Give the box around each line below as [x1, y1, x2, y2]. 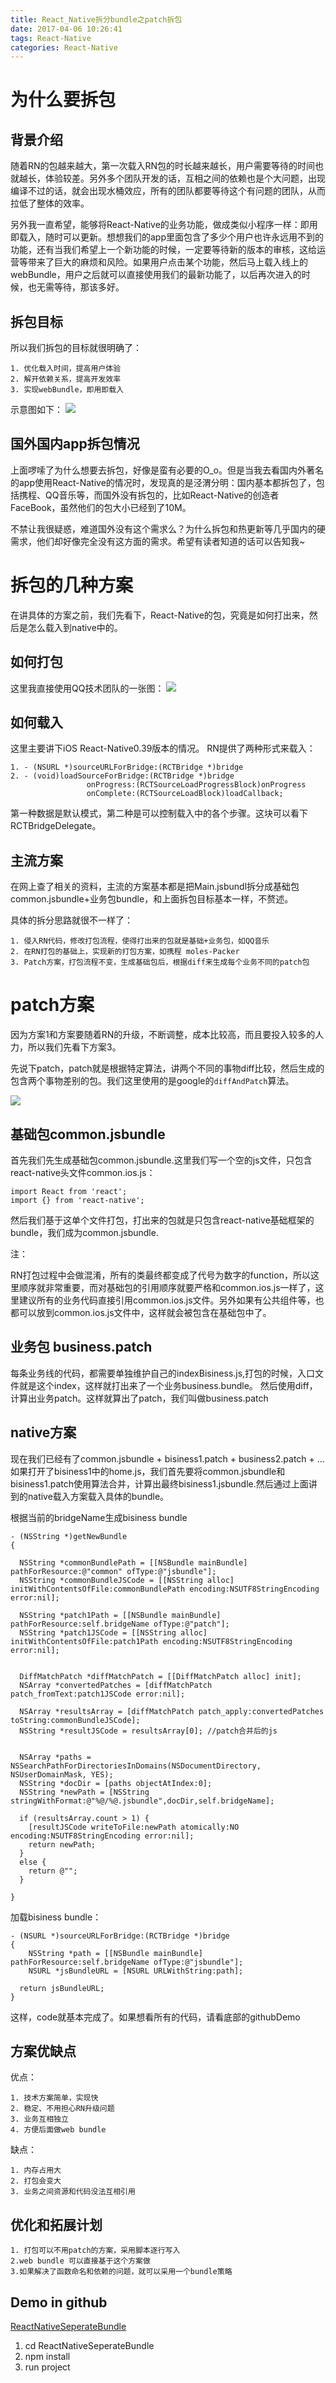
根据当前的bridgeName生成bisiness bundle [10, 1511, 188, 1523]
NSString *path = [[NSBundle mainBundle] [28, 1948, 203, 1958]
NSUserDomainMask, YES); [10, 1769, 114, 1780]
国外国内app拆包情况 [10, 436, 140, 453]
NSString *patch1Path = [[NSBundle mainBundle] [19, 1610, 222, 1620]
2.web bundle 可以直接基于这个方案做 [10, 2256, 151, 2266]
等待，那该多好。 [53, 281, 125, 293]
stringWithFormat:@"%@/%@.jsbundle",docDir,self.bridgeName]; [10, 1796, 275, 1806]
